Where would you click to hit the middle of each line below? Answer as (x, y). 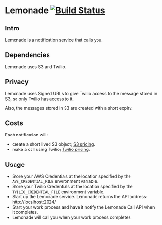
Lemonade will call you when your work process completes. (72, 217)
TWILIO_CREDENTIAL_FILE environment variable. (58, 192)
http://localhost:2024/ (34, 202)
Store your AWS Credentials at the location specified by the (71, 176)
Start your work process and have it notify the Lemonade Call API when (83, 207)
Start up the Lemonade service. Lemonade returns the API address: (79, 197)
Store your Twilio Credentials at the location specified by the (72, 187)
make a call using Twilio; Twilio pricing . (51, 150)
